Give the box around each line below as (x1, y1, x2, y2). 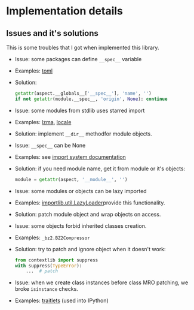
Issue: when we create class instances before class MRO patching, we (14, 279, 189, 286)
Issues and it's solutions (6, 28, 98, 38)
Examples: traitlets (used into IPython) (14, 297, 109, 304)
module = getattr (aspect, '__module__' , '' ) (14, 176, 128, 182)
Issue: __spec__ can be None (14, 142, 86, 149)
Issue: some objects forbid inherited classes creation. (14, 222, 147, 229)
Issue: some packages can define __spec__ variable (14, 56, 142, 62)
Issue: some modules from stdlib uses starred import (14, 107, 145, 114)
